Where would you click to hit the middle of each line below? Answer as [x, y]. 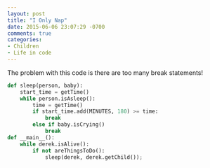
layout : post [26, 14]
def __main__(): [31, 137]
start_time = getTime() [55, 92]
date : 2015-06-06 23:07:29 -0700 [56, 27]
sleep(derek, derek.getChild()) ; [93, 157]
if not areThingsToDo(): [69, 150]
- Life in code [29, 53]
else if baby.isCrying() [69, 125]
